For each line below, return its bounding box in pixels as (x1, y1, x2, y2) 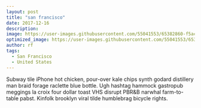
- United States (11, 59, 52, 65)
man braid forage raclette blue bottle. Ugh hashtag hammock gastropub (6, 82, 184, 89)
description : (6, 25, 39, 32)
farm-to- (162, 88, 184, 95)
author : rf (6, 43, 33, 49)
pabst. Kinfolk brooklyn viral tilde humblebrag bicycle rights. (20, 94, 168, 102)
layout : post (6, 8, 39, 15)
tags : (6, 48, 20, 54)
